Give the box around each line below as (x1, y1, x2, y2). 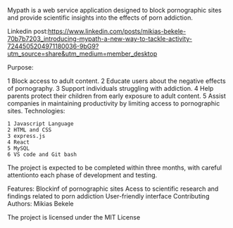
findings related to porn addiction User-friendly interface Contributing (7, 192, 210, 200)
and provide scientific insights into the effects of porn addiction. (7, 13, 194, 22)
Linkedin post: (7, 27, 49, 35)
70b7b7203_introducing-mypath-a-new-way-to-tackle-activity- (7, 34, 192, 43)
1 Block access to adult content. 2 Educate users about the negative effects (7, 77, 227, 85)
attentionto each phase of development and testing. (7, 171, 158, 179)
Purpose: (7, 63, 34, 71)
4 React (7, 139, 30, 146)
